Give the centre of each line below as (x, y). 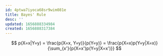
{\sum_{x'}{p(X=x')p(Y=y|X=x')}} (81, 48)
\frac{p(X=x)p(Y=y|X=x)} (133, 43)
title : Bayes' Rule (26, 15)
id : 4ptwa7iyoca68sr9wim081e (36, 10)
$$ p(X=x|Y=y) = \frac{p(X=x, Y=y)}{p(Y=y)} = (59, 43)
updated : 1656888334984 (30, 24)
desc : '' (14, 19)
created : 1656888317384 (30, 29)
